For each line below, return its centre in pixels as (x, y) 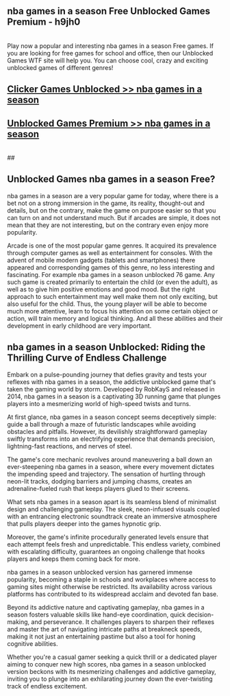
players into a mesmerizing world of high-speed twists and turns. (99, 403)
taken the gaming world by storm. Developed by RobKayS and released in (111, 389)
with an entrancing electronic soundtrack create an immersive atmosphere (112, 516)
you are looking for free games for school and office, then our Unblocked (110, 53)
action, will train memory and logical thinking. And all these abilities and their (115, 318)
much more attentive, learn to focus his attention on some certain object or (113, 311)
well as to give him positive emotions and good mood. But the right (101, 289)
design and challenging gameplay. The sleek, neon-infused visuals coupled (114, 509)
